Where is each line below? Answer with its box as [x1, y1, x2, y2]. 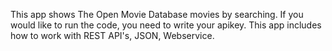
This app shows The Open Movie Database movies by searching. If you [10, 9, 304, 20]
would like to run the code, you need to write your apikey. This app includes [10, 19, 322, 31]
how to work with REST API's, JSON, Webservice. [10, 30, 215, 41]
